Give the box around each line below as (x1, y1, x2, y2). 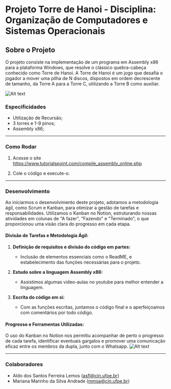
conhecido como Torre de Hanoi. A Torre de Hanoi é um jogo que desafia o (5, 70, 163, 76)
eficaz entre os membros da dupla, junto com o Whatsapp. (5, 343, 128, 350)
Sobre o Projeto (5, 45, 55, 54)
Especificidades (5, 103, 46, 110)
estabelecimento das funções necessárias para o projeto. (20, 259, 141, 266)
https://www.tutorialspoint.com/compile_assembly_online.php (12, 160, 142, 166)
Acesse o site (12, 154, 42, 161)
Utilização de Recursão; (12, 115, 63, 121)
